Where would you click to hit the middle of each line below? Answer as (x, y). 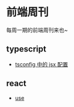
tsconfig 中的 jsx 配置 (41, 64)
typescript (26, 49)
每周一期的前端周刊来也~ (37, 30)
